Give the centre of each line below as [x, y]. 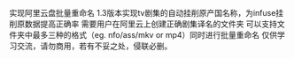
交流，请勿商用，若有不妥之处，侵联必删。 [94, 46]
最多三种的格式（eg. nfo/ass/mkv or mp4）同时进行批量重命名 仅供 [155, 35]
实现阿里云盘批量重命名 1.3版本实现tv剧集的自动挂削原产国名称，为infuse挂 [147, 13]
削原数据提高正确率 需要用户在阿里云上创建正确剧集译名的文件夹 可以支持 [143, 24]
